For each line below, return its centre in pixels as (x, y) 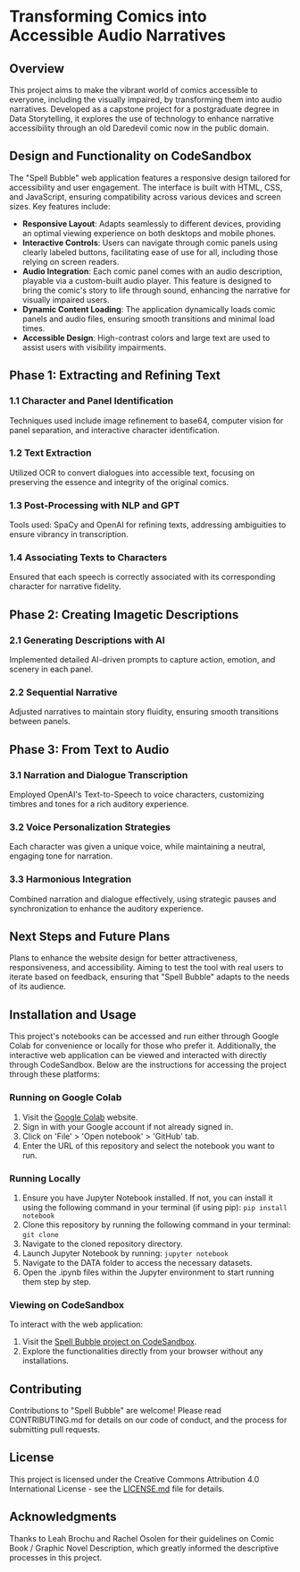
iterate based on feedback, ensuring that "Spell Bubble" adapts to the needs (150, 977)
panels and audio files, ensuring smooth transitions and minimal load (148, 319)
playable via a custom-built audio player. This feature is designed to (147, 280)
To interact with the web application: (76, 1324)
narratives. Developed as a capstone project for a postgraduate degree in (144, 109)
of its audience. (38, 987)
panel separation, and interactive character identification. (115, 430)
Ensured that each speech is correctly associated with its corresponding (142, 577)
